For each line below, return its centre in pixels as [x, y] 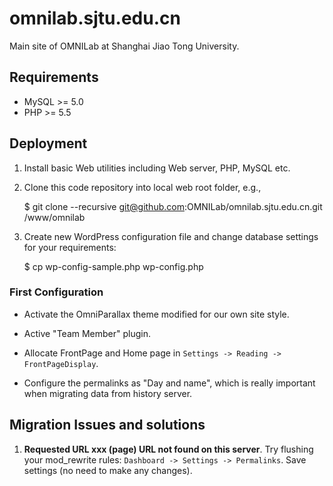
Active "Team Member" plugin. [87, 333]
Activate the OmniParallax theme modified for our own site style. [156, 314]
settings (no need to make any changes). [108, 470]
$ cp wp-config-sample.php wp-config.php [113, 266]
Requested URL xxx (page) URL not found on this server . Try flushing [168, 449]
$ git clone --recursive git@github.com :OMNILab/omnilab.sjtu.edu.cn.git [173, 206]
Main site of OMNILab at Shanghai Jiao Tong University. [124, 46]
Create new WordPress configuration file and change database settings [171, 236]
